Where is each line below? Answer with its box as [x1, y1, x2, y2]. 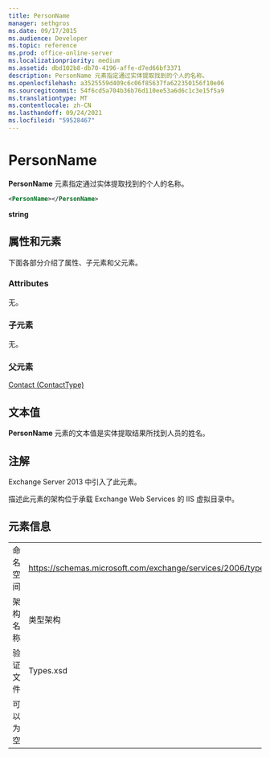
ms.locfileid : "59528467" [8, 117, 95, 125]
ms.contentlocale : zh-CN [8, 101, 92, 109]
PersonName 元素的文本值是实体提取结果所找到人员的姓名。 [8, 428, 210, 438]
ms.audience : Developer [8, 34, 88, 43]
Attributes [8, 278, 49, 290]
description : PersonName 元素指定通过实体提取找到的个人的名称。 [8, 72, 209, 80]
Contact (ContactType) [8, 380, 84, 390]
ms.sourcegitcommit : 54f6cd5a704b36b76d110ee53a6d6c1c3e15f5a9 [8, 86, 225, 95]
